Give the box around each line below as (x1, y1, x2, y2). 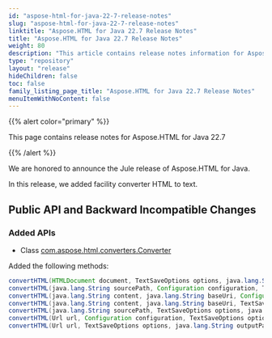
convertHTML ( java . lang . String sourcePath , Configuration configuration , (8, 284, 259, 292)
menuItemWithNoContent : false (8, 95, 111, 103)
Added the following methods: (8, 260, 109, 271)
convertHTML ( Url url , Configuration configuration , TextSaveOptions (8, 315, 244, 323)
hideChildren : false (8, 72, 79, 80)
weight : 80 (8, 42, 45, 50)
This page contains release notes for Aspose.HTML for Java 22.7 (8, 133, 226, 142)
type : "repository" (8, 57, 74, 65)
